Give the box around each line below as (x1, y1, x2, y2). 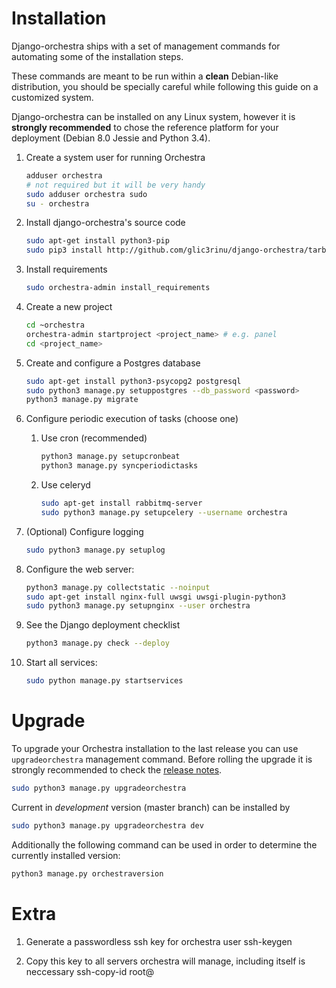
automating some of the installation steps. (11, 50, 184, 62)
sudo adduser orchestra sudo (25, 189, 148, 199)
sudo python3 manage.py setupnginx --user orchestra (25, 601, 251, 611)
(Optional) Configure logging (25, 525, 144, 537)
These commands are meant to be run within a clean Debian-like (11, 70, 279, 82)
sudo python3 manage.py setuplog (25, 545, 166, 555)
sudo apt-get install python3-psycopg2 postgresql (25, 376, 242, 386)
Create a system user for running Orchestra (25, 151, 206, 163)
